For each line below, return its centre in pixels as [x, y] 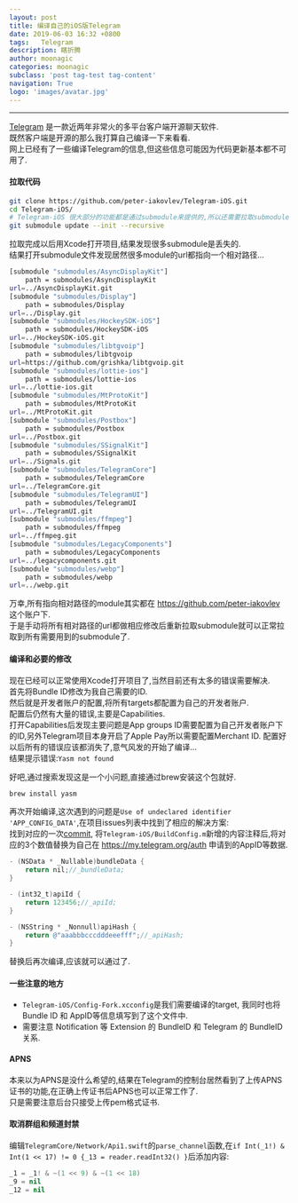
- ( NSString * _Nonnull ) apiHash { [73, 927]
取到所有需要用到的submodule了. [70, 637]
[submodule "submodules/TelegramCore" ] [83, 470]
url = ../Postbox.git [45, 437]
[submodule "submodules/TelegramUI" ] [79, 495]
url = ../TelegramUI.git [51, 511]
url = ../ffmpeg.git [43, 536]
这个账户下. [30, 614]
